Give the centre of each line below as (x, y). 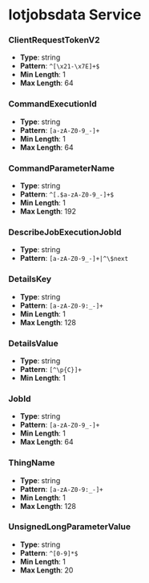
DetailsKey (30, 279)
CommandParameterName (61, 168)
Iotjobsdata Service (75, 15)
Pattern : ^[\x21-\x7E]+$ (60, 66)
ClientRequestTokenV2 (54, 40)
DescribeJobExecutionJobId (65, 232)
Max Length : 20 (46, 570)
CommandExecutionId (53, 104)
